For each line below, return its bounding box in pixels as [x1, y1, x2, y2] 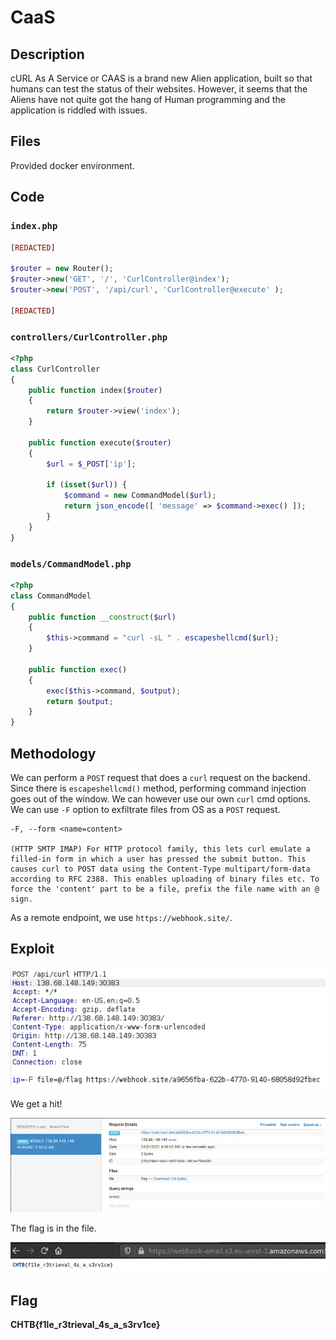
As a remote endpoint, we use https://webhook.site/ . [10, 912, 233, 924]
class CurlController [10, 364, 101, 374]
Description [10, 46, 85, 63]
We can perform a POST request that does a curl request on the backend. [10, 772, 311, 784]
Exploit [10, 941, 55, 958]
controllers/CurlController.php [10, 331, 168, 343]
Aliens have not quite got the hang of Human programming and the [10, 94, 286, 105]
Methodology [10, 745, 97, 762]
